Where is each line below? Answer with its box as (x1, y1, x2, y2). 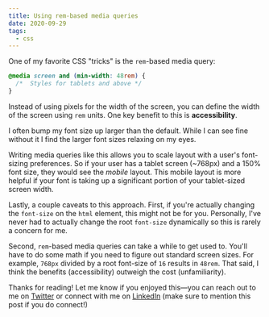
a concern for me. (8, 225, 68, 235)
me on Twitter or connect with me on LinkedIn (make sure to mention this (8, 291, 251, 301)
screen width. (8, 184, 54, 194)
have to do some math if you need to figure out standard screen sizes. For (8, 249, 255, 259)
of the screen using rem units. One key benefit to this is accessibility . (8, 110, 238, 119)
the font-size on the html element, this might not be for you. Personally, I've (8, 208, 262, 218)
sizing (8, 158, 28, 168)
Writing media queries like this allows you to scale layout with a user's (8, 150, 240, 160)
